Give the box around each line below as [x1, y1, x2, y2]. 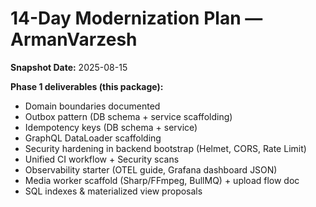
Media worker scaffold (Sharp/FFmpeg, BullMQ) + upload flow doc [24, 174, 300, 186]
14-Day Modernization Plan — [10, 7, 263, 30]
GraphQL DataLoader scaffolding [24, 132, 162, 144]
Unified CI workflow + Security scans [24, 153, 180, 165]
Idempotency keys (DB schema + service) [24, 121, 198, 133]
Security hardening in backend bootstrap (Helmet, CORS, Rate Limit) [24, 142, 307, 154]
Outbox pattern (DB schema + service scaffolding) [24, 110, 233, 122]
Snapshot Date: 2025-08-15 [10, 61, 128, 73]
